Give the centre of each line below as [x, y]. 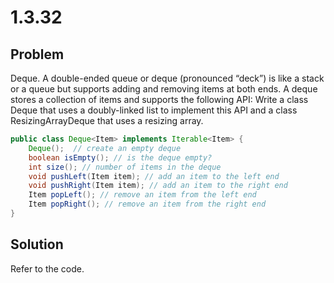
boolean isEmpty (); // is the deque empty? [120, 157]
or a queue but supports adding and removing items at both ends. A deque [164, 89]
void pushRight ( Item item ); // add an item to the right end [158, 186]
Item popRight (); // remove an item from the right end [147, 204]
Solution [37, 244]
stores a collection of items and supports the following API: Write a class [159, 99]
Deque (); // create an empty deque [105, 148]
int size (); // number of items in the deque [125, 167]
